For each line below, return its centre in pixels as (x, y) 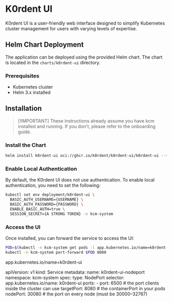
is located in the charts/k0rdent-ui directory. (53, 63)
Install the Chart (26, 145)
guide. (25, 132)
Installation (24, 108)
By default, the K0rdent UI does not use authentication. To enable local (80, 180)
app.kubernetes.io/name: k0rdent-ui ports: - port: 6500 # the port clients (82, 283)
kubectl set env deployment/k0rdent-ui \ (50, 195)
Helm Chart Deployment (45, 45)
